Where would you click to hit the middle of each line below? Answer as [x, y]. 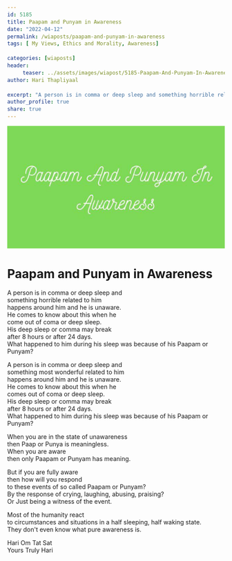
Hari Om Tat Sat [30, 543]
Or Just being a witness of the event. [60, 502]
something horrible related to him [55, 300]
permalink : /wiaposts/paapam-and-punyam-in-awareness [86, 37]
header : [18, 66]
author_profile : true [38, 102]
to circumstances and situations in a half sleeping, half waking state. [104, 522]
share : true [24, 109]
